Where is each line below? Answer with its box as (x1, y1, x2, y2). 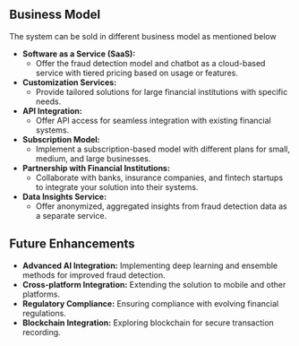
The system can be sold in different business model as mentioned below (9, 30, 277, 41)
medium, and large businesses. (35, 152, 151, 164)
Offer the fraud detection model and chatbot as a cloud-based (35, 57, 266, 68)
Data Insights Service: (21, 191, 107, 202)
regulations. (21, 307, 67, 318)
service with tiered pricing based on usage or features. (35, 67, 239, 78)
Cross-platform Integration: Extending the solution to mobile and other (21, 279, 286, 290)
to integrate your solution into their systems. (35, 181, 199, 192)
